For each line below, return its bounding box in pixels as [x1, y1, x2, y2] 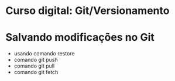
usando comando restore [13, 50, 75, 57]
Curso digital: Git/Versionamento [5, 4, 170, 17]
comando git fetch [13, 69, 59, 76]
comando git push [13, 57, 58, 64]
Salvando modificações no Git [5, 31, 155, 44]
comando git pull [13, 62, 55, 69]
